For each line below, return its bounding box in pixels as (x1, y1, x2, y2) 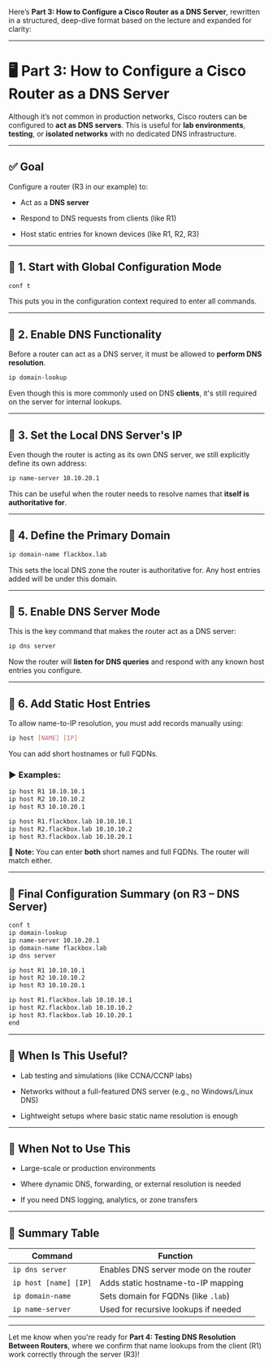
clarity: (8, 24, 32, 33)
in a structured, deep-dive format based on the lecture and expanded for (8, 15, 252, 25)
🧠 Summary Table (8, 1226, 100, 1240)
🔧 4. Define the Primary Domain (8, 529, 171, 543)
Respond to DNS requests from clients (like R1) (19, 213, 177, 223)
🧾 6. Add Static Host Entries (8, 697, 151, 710)
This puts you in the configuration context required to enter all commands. (8, 296, 258, 306)
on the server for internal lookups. (8, 397, 123, 407)
